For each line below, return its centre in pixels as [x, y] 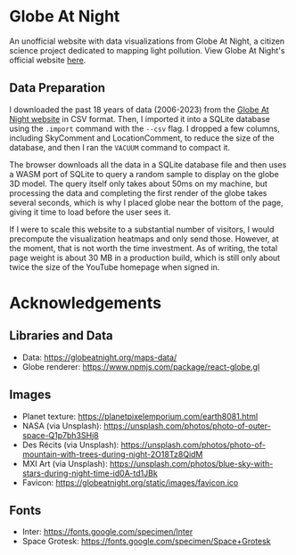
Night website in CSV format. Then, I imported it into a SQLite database [140, 118]
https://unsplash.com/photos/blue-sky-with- [192, 463]
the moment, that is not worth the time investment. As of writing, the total [144, 248]
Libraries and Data [61, 336]
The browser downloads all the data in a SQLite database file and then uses [148, 164]
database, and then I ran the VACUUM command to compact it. [119, 147]
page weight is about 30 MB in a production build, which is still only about [145, 257]
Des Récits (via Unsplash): [70, 445]
